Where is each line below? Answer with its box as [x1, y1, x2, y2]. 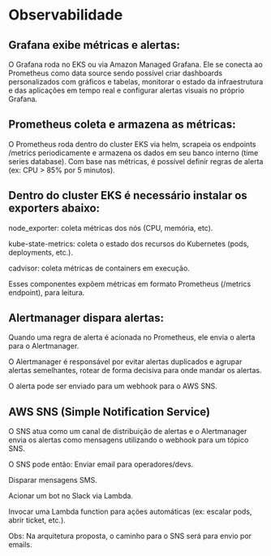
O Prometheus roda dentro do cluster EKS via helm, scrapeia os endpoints [8, 139, 256, 149]
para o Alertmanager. [8, 341, 80, 351]
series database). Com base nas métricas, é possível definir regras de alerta [8, 156, 264, 166]
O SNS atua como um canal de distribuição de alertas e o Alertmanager [8, 427, 247, 437]
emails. [8, 540, 32, 549]
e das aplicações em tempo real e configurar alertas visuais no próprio [8, 85, 245, 95]
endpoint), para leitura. [8, 287, 85, 298]
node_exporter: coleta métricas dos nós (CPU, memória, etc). [8, 223, 213, 232]
